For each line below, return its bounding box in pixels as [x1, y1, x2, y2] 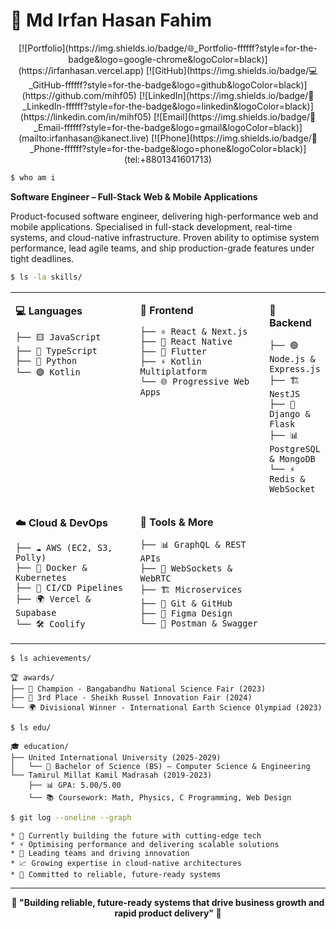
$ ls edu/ [10, 722, 52, 733]
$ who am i [10, 172, 56, 183]
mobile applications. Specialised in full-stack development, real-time [10, 220, 293, 233]
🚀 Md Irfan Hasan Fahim [10, 9, 213, 32]
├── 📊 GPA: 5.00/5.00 [28, 780, 122, 791]
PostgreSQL [269, 443, 321, 454]
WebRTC [139, 572, 172, 584]
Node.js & [269, 353, 316, 364]
